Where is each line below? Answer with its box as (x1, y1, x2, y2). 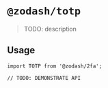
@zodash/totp (7, 5, 81, 18)
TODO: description (23, 25, 77, 33)
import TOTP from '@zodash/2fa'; (7, 63, 103, 70)
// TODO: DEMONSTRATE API (7, 74, 81, 81)
